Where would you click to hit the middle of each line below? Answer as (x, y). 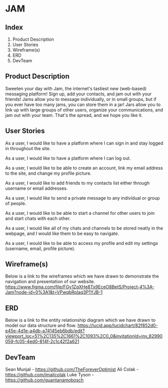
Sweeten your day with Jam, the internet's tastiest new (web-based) (76, 88)
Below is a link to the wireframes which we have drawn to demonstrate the (82, 276)
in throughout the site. (28, 148)
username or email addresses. (36, 188)
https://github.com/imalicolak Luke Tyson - (50, 375)
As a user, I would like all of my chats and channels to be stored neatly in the (84, 228)
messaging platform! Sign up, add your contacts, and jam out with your (78, 94)
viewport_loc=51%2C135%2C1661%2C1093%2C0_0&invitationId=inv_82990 (84, 336)
